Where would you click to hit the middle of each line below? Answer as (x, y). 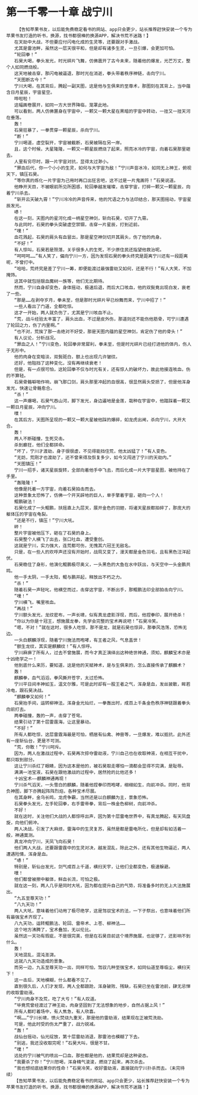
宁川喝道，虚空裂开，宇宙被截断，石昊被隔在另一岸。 (69, 143)
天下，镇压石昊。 (24, 174)
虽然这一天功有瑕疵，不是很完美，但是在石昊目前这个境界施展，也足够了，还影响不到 (102, 936)
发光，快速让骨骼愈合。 (31, 388)
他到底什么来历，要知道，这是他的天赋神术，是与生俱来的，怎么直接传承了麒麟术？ (100, 665)
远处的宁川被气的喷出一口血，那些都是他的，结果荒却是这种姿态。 (82, 1055)
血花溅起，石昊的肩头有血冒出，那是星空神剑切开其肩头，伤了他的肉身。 (89, 237)
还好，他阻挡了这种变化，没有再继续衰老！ (58, 363)
